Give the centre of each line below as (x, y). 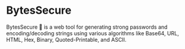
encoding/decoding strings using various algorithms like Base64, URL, (92, 33)
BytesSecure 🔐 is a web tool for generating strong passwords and (87, 27)
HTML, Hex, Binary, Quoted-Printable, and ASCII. (66, 39)
